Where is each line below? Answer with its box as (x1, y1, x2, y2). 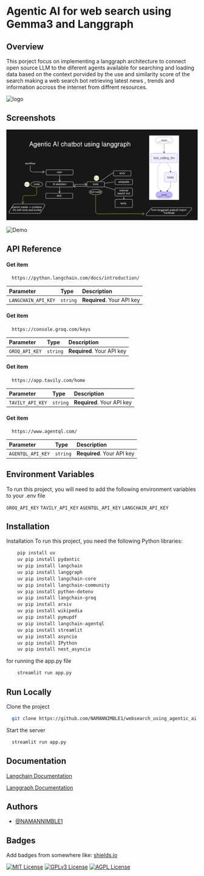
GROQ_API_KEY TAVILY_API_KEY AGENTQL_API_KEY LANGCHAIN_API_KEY (6, 504, 169, 511)
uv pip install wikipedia (17, 608, 83, 614)
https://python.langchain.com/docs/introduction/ (12, 275, 140, 281)
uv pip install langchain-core (17, 576, 97, 582)
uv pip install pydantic (17, 556, 80, 563)
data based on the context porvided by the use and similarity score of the (6, 71, 190, 77)
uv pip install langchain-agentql (17, 620, 104, 627)
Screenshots (6, 113, 56, 123)
